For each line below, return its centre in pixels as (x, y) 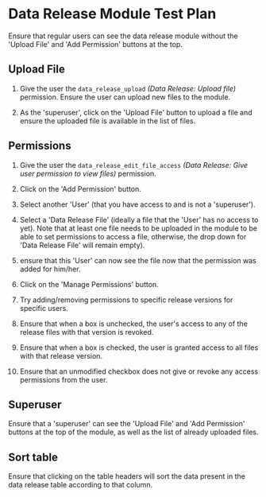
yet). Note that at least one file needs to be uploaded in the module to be (139, 228)
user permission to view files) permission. (88, 173)
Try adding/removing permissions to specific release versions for (126, 300)
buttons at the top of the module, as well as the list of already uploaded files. (133, 432)
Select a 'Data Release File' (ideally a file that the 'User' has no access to (139, 219)
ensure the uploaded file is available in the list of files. (108, 121)
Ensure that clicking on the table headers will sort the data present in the (127, 476)
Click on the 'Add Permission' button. (80, 188)
